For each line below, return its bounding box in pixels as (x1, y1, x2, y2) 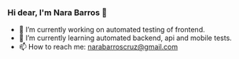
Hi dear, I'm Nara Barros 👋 (7, 7, 108, 18)
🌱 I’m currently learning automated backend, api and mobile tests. (18, 33, 233, 42)
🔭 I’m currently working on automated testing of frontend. (18, 25, 205, 35)
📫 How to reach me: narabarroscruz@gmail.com (18, 42, 178, 52)
